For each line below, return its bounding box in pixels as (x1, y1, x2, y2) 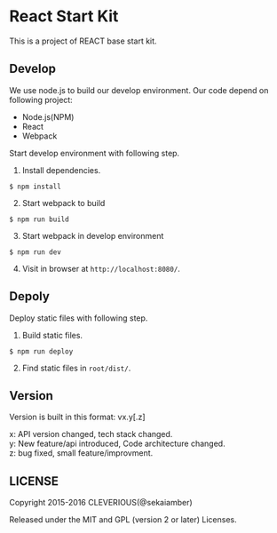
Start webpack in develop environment (21, 230, 164, 241)
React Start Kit (9, 6, 119, 27)
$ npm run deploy (9, 346, 74, 356)
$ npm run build (9, 215, 69, 224)
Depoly (9, 289, 51, 304)
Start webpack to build (21, 197, 106, 208)
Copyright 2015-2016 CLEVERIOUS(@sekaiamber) (9, 497, 193, 508)
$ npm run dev (9, 247, 62, 257)
